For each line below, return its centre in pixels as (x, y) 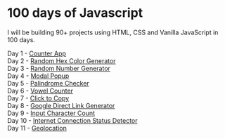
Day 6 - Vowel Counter (40, 91)
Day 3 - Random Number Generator (59, 68)
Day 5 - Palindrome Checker (48, 83)
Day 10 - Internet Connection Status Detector (73, 120)
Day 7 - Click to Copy (38, 98)
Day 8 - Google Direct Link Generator (61, 105)
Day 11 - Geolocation (37, 128)
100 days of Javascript (75, 13)
